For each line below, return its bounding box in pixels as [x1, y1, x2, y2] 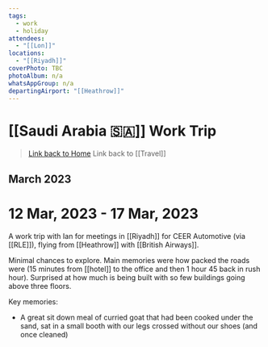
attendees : [8, 34, 45, 43]
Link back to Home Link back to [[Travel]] [27, 148, 167, 158]
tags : [8, 11, 27, 20]
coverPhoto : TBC [8, 65, 63, 73]
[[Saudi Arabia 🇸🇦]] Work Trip [8, 122, 217, 140]
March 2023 [8, 172, 72, 186]
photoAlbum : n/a [8, 72, 63, 80]
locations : [8, 49, 45, 57]
